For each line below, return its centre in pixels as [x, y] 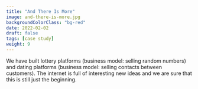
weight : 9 [18, 44]
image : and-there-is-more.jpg [43, 17]
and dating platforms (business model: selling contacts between [84, 67]
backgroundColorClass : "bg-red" [46, 22]
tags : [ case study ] [30, 39]
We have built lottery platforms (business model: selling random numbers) [96, 61]
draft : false [22, 33]
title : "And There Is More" [41, 11]
